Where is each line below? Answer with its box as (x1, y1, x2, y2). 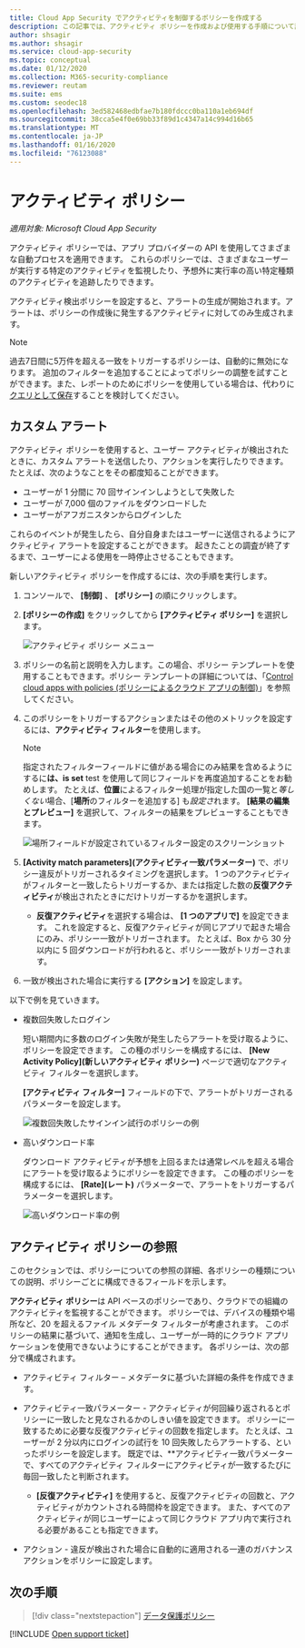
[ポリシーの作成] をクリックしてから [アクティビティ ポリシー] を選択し (22, 609, 289, 620)
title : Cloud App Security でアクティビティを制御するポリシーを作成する (9, 13, 263, 23)
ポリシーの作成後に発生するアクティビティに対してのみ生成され (48, 307, 287, 318)
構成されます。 (25, 1353, 81, 1364)
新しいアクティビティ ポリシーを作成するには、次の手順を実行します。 (9, 571, 272, 582)
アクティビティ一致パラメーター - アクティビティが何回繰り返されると (22, 1403, 283, 1414)
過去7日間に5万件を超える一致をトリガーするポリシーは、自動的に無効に (9, 355, 281, 366)
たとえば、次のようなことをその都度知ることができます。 (9, 467, 224, 478)
